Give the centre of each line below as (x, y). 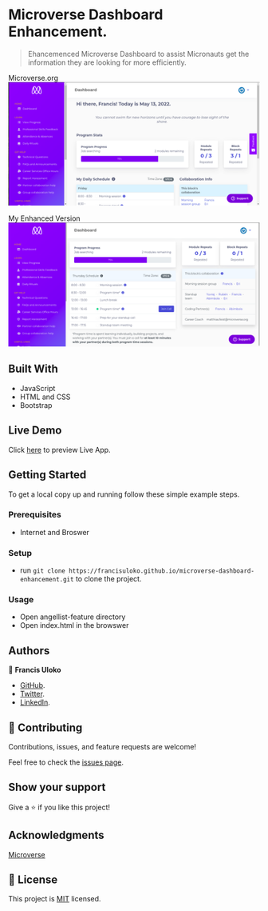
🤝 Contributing (45, 727)
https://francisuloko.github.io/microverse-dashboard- (162, 571)
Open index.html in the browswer (74, 625)
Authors (29, 651)
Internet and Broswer (55, 532)
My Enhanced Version (45, 218)
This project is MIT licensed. (55, 899)
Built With (33, 369)
